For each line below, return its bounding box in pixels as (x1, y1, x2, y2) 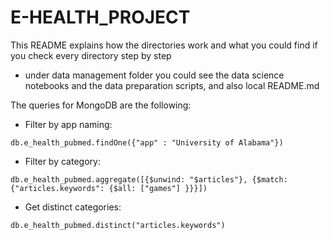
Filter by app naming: (24, 118, 113, 130)
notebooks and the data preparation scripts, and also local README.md (24, 79, 320, 91)
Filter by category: (24, 155, 101, 167)
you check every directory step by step (10, 49, 172, 61)
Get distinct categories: (24, 201, 122, 213)
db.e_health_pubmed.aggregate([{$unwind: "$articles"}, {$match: (10, 174, 288, 185)
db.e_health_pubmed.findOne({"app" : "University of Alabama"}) (10, 137, 284, 148)
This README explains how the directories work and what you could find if (10, 39, 318, 51)
